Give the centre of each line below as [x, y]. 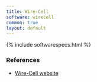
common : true [22, 22]
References [23, 60]
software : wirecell [30, 17]
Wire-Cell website [37, 73]
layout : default [26, 28]
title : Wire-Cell [28, 12]
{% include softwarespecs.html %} [49, 45]
